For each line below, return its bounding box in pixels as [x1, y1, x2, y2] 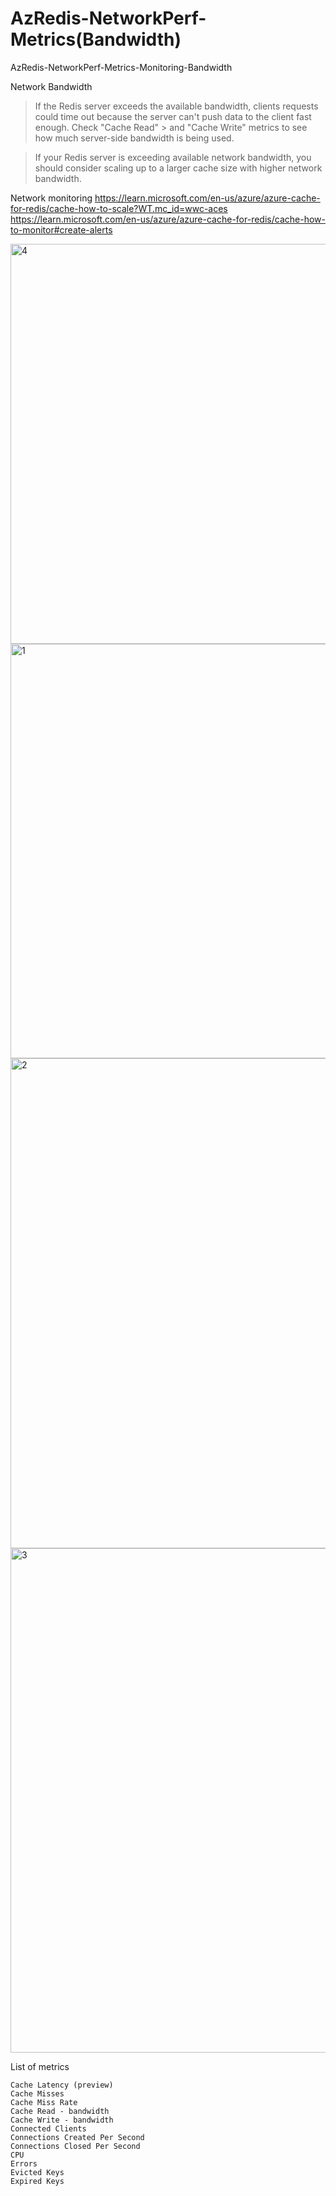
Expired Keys [10, 2176, 65, 2186]
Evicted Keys [10, 2167, 65, 2177]
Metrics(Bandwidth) [10, 28, 182, 51]
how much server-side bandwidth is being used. [34, 132, 235, 144]
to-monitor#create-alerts [10, 223, 113, 236]
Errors [10, 2158, 38, 2169]
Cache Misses [10, 2088, 65, 2099]
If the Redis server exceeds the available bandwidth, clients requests [34, 100, 319, 112]
